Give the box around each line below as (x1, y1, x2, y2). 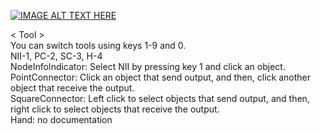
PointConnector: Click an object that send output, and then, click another (10, 71, 311, 83)
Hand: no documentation (10, 114, 113, 125)
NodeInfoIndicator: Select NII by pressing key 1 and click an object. (10, 61, 286, 72)
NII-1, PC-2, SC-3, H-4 (10, 50, 103, 62)
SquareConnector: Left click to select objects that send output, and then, (10, 93, 310, 104)
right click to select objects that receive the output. (10, 103, 220, 115)
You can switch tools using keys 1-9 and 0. (10, 40, 187, 51)
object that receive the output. (10, 82, 135, 94)
